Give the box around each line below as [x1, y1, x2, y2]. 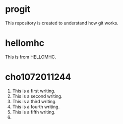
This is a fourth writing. [12, 104, 60, 110]
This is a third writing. [12, 98, 57, 104]
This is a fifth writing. [12, 109, 56, 115]
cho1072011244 [5, 71, 71, 83]
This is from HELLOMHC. [5, 54, 56, 60]
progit [5, 3, 31, 15]
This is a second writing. [12, 93, 63, 99]
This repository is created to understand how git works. [5, 20, 119, 26]
